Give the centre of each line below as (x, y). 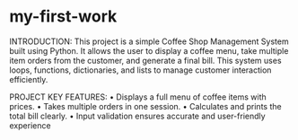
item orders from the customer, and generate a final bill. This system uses (145, 60)
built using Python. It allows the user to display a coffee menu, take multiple (149, 50)
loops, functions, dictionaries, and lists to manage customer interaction (140, 70)
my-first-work (63, 17)
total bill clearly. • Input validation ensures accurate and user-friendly (138, 116)
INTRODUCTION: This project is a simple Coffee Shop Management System (149, 41)
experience (30, 125)
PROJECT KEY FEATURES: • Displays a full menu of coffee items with (138, 97)
